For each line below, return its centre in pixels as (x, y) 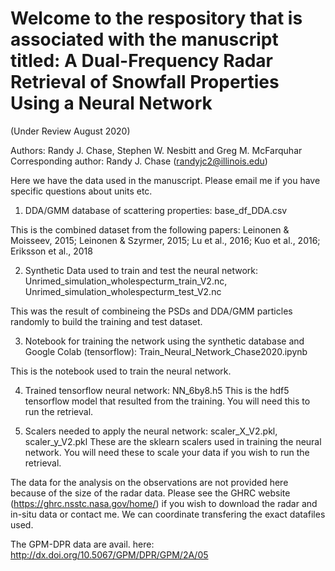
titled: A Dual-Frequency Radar (141, 61)
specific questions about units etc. (81, 191)
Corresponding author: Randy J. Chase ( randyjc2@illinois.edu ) (139, 161)
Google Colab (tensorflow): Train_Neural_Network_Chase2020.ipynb (166, 351)
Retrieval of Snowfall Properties (145, 82)
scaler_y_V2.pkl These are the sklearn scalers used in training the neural (173, 441)
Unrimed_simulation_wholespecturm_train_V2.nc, (126, 281)
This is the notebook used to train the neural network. (121, 371)
